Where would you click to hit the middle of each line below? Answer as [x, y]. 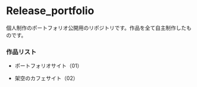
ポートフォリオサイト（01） [48, 66]
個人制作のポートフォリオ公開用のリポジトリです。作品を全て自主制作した [96, 28]
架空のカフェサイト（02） [46, 78]
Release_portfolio [50, 11]
